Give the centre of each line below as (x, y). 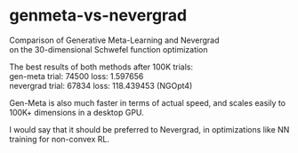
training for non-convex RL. (59, 139)
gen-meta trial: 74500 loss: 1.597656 (77, 76)
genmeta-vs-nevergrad (98, 16)
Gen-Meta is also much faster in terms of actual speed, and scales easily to (148, 102)
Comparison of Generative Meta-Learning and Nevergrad (114, 40)
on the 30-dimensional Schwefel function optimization (109, 49)
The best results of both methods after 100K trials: (101, 67)
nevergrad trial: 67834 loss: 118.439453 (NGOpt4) (101, 85)
